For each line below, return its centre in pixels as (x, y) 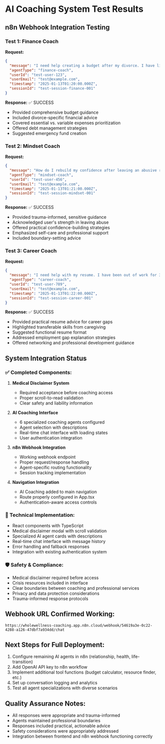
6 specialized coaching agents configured (62, 422)
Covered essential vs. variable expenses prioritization (66, 123)
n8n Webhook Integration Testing (57, 27)
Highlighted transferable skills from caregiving (59, 327)
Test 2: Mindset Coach (33, 146)
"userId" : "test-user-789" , (38, 284)
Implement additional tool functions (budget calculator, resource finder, (84, 672)
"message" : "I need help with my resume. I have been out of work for (83, 275)
